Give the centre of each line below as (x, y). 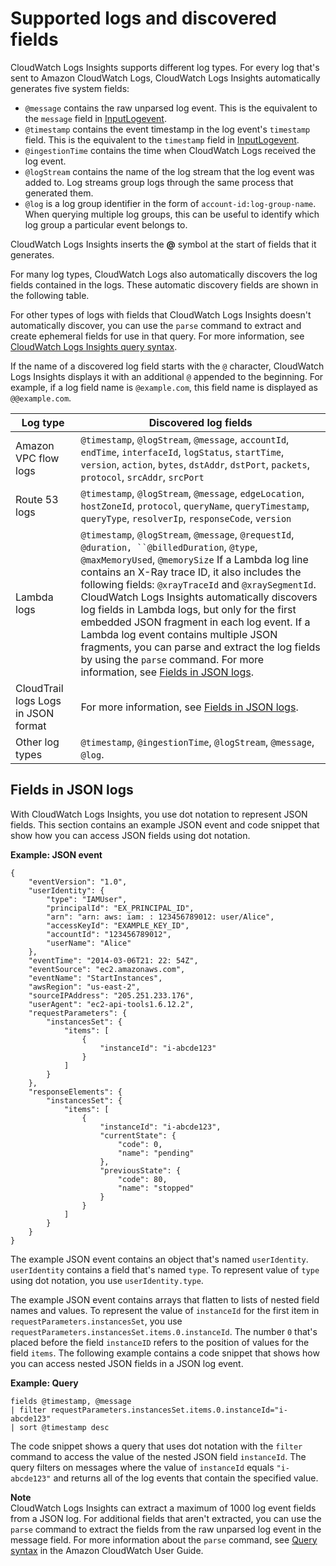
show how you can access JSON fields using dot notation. (130, 835)
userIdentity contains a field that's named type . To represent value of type (165, 1269)
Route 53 (37, 499)
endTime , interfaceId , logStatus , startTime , (182, 452)
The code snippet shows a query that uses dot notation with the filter (156, 1446)
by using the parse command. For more (172, 659)
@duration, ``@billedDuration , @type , (169, 547)
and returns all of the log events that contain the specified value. (186, 1478)
